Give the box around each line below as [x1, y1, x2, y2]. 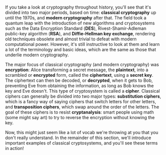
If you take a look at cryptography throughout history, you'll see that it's [5, 4, 151, 10]
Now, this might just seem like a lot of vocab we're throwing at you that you [5, 130, 159, 135]
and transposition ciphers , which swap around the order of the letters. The [5, 104, 160, 110]
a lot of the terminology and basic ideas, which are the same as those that [5, 47, 156, 52]
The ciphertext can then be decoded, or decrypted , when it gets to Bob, [5, 77, 153, 83]
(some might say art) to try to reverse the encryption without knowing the [5, 115, 155, 120]
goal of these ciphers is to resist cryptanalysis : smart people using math [5, 109, 154, 115]
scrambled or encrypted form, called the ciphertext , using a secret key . [5, 72, 154, 78]
